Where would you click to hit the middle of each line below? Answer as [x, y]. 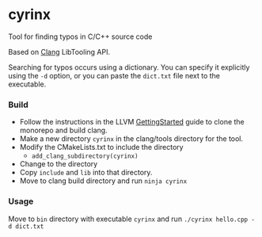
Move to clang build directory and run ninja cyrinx [103, 181]
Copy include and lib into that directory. [86, 173]
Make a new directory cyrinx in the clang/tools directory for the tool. [131, 139]
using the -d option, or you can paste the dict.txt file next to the [114, 75]
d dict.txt [26, 226]
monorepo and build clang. [64, 130]
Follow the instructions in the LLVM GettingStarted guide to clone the [132, 122]
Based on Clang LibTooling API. [59, 52]
